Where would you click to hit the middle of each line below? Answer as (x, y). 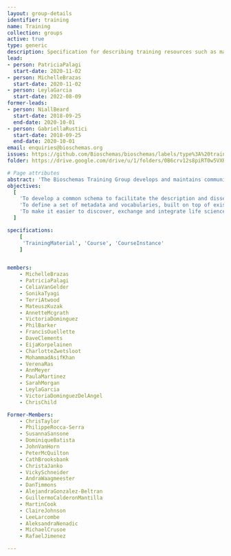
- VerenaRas (36, 364)
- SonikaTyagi (40, 293)
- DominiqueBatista (47, 440)
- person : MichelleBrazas (44, 77)
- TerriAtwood (40, 300)
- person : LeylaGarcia (40, 90)
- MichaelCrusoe (43, 530)
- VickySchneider (44, 472)
